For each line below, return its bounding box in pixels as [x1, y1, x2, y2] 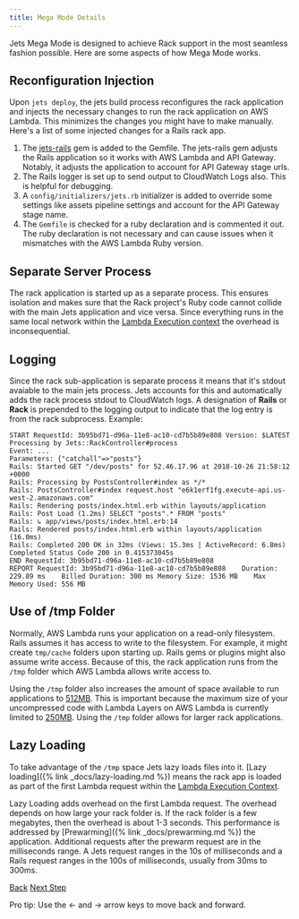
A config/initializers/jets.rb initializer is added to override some [21, 190, 273, 202]
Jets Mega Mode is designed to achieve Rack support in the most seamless [9, 38, 288, 48]
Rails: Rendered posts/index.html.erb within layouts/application [9, 525, 262, 534]
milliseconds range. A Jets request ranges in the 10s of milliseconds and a [9, 846, 283, 856]
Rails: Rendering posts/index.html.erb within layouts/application [9, 502, 267, 511]
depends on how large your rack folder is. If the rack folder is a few [9, 807, 258, 818]
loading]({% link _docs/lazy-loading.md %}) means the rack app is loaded [9, 771, 282, 782]
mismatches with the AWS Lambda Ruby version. [21, 238, 204, 249]
